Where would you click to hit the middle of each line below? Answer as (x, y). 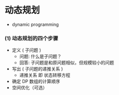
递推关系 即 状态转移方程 (45, 75)
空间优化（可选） (29, 87)
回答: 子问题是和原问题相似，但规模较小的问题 (67, 62)
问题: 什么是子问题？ (40, 56)
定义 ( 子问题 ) (26, 50)
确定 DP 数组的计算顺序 (36, 81)
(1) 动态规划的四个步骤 (31, 38)
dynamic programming (35, 24)
